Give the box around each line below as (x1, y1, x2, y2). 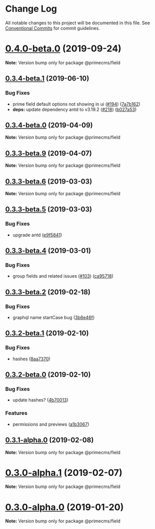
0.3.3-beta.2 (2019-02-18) (5, 288, 91, 296)
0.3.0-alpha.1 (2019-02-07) (5, 467, 123, 478)
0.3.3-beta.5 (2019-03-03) (5, 205, 92, 214)
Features (5, 410, 28, 417)
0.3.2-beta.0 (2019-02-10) (5, 370, 91, 379)
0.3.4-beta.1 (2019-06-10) (5, 74, 89, 83)
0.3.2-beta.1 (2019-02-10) (5, 329, 89, 338)
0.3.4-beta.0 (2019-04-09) (5, 121, 93, 129)
